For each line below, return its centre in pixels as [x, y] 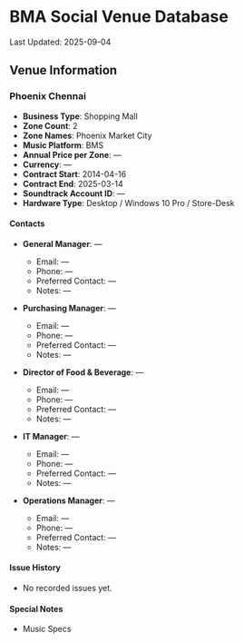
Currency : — [47, 164]
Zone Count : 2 [50, 125]
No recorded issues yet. [67, 589]
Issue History [35, 568]
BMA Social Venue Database [119, 17]
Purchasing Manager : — [69, 308]
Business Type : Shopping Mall [80, 116]
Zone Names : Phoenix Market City [87, 135]
